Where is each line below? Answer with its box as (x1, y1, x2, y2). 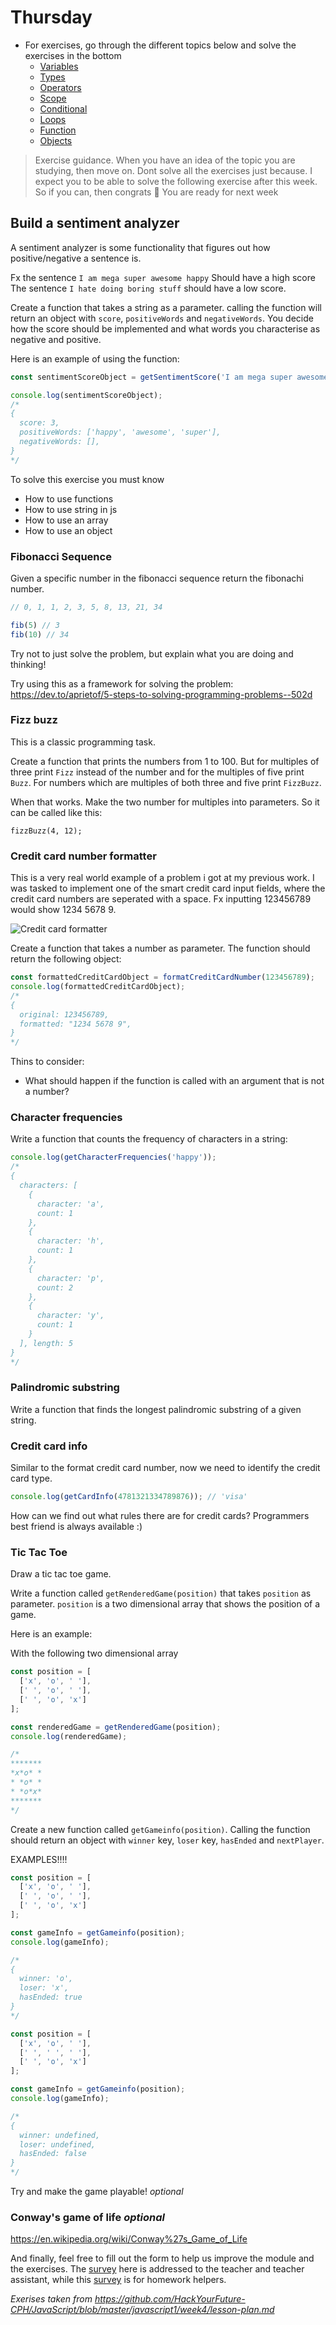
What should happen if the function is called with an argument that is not (24, 1075, 325, 1087)
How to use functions (24, 492, 114, 505)
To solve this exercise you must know (10, 473, 165, 485)
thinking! (10, 658, 47, 670)
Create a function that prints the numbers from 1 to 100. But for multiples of (10, 755, 320, 767)
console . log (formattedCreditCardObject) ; (10, 982, 186, 992)
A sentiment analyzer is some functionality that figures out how (10, 241, 271, 253)
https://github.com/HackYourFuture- (94, 2293, 246, 2305)
